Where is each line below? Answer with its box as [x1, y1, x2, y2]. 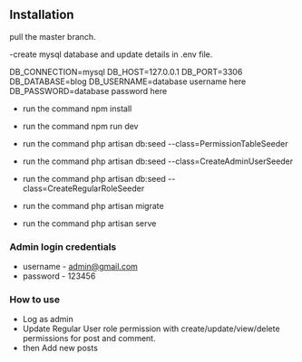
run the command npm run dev [22, 120, 139, 131]
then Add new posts [22, 343, 98, 354]
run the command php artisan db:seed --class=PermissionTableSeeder [22, 138, 288, 148]
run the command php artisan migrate [22, 200, 165, 211]
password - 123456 [22, 271, 96, 281]
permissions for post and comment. [22, 333, 156, 344]
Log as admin [22, 314, 74, 325]
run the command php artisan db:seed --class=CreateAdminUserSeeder [22, 156, 294, 167]
